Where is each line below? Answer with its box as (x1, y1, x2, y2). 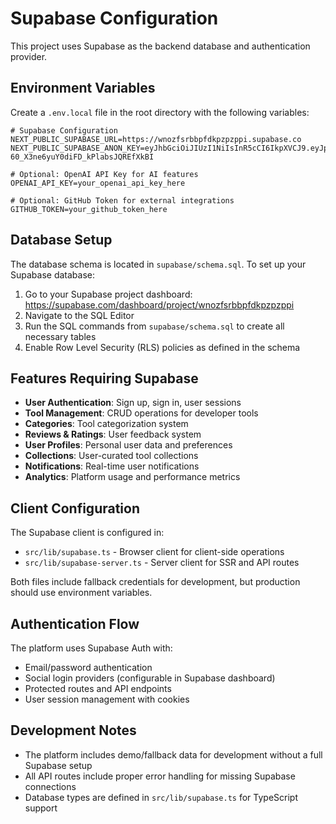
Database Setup (10, 232, 113, 249)
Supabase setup (24, 759, 93, 771)
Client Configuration (10, 500, 141, 517)
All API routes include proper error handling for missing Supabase (24, 770, 296, 782)
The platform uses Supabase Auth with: (10, 642, 173, 654)
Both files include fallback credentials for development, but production (10, 576, 301, 588)
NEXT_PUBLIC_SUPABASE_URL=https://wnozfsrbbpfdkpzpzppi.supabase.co (10, 134, 302, 144)
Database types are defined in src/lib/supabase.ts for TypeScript (24, 791, 299, 803)
